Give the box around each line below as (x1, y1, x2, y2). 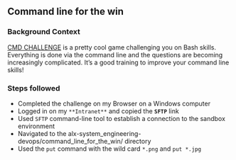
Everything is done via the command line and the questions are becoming (7, 50, 223, 59)
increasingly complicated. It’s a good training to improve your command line (7, 58, 230, 67)
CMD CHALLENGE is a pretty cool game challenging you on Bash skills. (7, 42, 217, 52)
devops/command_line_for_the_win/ (17, 137, 123, 145)
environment (17, 122, 55, 130)
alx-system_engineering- (68, 129, 141, 137)
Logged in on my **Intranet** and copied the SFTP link (17, 106, 179, 115)
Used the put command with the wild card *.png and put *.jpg (17, 144, 201, 153)
